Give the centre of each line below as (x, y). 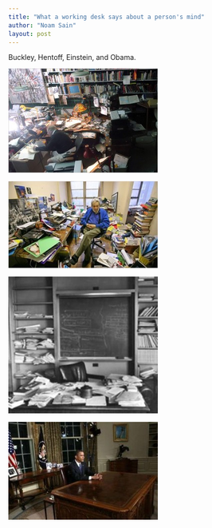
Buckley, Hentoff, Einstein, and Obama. (73, 58)
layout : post (30, 34)
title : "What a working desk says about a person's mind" (106, 17)
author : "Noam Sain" (43, 25)
